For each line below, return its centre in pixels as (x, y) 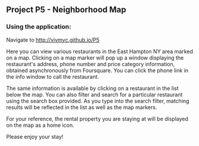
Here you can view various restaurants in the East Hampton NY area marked (100, 51)
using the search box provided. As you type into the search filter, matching (98, 101)
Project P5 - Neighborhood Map (66, 10)
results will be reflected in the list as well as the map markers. (82, 107)
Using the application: (39, 27)
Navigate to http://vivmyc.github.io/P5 (53, 40)
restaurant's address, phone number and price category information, (91, 64)
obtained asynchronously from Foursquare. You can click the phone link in (97, 70)
